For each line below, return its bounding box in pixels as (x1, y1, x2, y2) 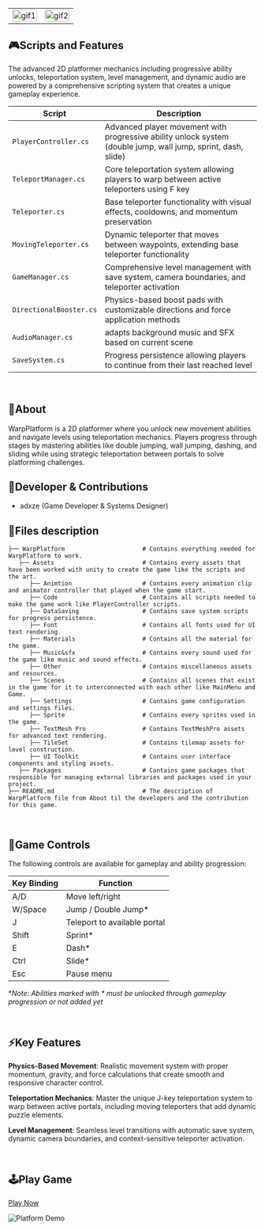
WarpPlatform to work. (8, 552, 83, 560)
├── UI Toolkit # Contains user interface (28, 753, 231, 761)
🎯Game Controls (8, 838, 91, 851)
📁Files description (8, 524, 99, 537)
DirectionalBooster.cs (12, 305, 97, 314)
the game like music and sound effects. (8, 656, 144, 664)
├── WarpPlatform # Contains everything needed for (8, 545, 256, 553)
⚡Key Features (8, 1036, 81, 1050)
